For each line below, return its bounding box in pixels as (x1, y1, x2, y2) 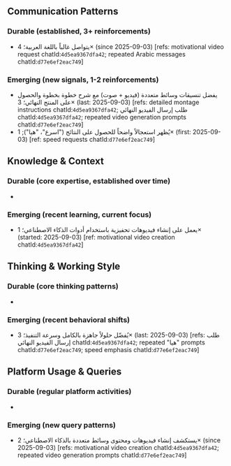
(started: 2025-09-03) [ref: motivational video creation (17, 233, 176, 241)
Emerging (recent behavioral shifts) (7, 314, 131, 324)
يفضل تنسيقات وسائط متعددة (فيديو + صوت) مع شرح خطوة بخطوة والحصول (17, 90, 218, 99)
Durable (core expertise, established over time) (7, 176, 171, 186)
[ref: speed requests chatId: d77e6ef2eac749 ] (29, 135, 156, 143)
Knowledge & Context (7, 155, 105, 167)
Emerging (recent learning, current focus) (7, 210, 152, 219)
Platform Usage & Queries (7, 366, 122, 378)
